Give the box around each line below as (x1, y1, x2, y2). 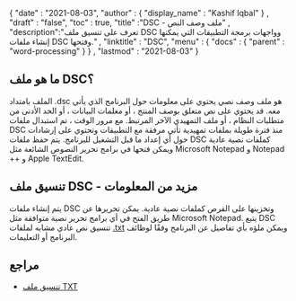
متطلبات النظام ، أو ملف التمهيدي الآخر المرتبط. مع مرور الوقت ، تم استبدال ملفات (9, 114, 284, 125)
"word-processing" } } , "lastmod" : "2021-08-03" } (9, 46, 199, 57)
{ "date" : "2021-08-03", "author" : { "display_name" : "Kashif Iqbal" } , (9, 8, 269, 18)
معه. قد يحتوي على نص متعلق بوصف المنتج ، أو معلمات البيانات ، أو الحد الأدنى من (9, 105, 281, 116)
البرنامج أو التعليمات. (9, 231, 78, 242)
